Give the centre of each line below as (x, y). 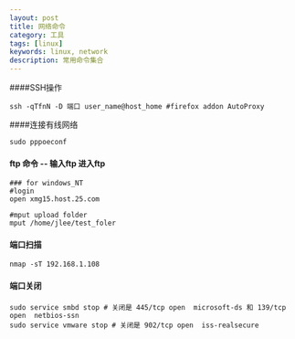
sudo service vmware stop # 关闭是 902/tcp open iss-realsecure (134, 325)
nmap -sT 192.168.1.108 (55, 265)
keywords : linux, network (58, 52)
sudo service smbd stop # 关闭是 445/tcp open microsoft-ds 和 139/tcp (148, 307)
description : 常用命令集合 (57, 60)
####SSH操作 (36, 87)
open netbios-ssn (44, 315)
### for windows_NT (47, 184)
